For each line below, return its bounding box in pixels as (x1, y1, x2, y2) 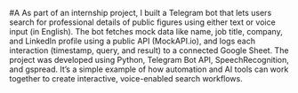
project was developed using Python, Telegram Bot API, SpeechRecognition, (9, 55, 289, 65)
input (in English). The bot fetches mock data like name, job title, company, (9, 27, 283, 36)
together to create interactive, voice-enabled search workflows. (9, 74, 243, 83)
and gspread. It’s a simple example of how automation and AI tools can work (9, 64, 289, 74)
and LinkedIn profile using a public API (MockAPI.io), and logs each (9, 35, 256, 46)
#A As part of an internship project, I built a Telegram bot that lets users (9, 8, 272, 18)
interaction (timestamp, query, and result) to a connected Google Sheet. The (9, 45, 289, 56)
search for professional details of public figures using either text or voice (9, 17, 276, 27)
